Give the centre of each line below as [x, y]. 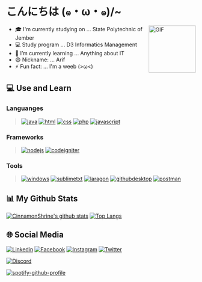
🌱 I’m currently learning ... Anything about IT [70, 53]
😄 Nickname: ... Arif [40, 60]
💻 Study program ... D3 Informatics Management [76, 44]
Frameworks [25, 137]
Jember [25, 38]
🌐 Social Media [35, 235]
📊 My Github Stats [42, 198]
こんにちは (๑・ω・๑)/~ [64, 12]
